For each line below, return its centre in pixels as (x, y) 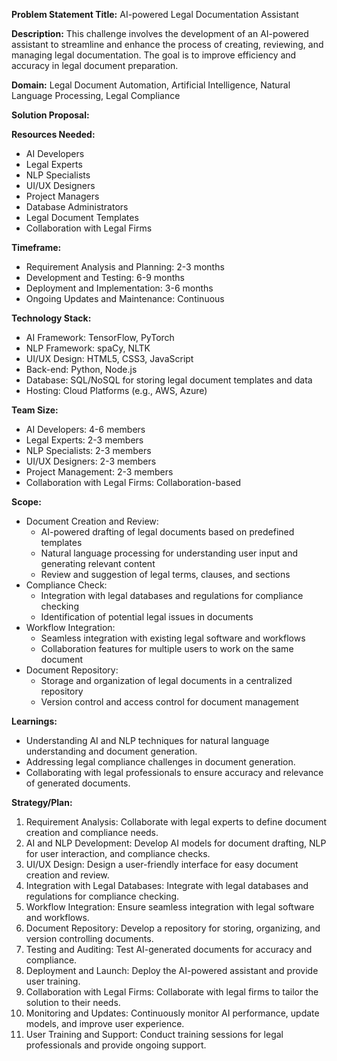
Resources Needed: (53, 134)
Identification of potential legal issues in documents (147, 617)
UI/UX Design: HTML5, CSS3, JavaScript (109, 358)
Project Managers (62, 196)
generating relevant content (98, 563)
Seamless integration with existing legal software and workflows (173, 638)
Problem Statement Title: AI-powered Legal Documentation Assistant (155, 14)
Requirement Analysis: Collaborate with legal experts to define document (176, 822)
